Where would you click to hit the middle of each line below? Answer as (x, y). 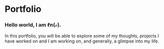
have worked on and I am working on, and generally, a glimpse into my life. (82, 41)
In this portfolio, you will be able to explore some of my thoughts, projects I (82, 36)
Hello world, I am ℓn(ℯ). (33, 25)
